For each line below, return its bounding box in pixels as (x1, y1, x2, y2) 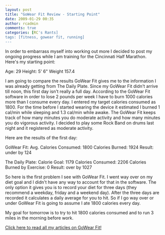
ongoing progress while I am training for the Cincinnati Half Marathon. (5, 53, 147, 59)
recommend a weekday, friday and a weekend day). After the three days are (5, 190, 160, 196)
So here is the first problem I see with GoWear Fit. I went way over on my (5, 174, 153, 180)
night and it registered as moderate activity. (5, 125, 94, 131)
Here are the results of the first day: (5, 134, 78, 141)
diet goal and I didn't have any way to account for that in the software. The (5, 179, 157, 185)
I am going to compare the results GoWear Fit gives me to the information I (5, 78, 156, 84)
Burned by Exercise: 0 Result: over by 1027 (5, 164, 92, 170)
